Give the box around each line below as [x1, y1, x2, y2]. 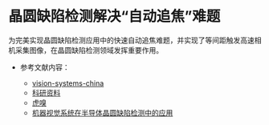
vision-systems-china [31, 78, 104, 88]
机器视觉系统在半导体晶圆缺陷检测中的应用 [31, 107, 173, 117]
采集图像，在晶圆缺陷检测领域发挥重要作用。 [14, 45, 163, 54]
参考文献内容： [19, 62, 70, 72]
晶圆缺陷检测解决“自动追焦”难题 [8, 7, 221, 26]
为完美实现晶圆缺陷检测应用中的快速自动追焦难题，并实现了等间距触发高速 [8, 35, 255, 45]
